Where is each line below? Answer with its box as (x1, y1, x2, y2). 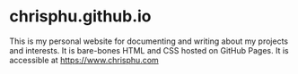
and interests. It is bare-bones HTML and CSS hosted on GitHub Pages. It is (9, 45, 289, 55)
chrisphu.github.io (9, 6, 152, 27)
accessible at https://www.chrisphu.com (9, 54, 159, 65)
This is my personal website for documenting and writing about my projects (9, 36, 289, 46)
